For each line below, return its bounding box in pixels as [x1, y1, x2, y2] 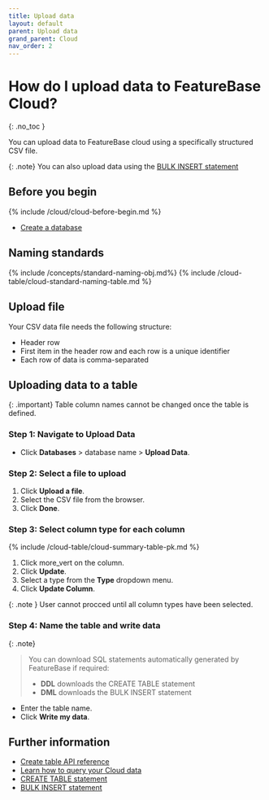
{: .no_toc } [8, 121, 46, 131]
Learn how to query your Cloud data [20, 766, 142, 776]
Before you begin [8, 185, 98, 199]
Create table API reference [20, 757, 110, 767]
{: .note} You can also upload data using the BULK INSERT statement [8, 162, 239, 172]
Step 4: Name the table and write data [8, 620, 161, 632]
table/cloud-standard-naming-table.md [8, 276, 140, 286]
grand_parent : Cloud [8, 34, 79, 43]
